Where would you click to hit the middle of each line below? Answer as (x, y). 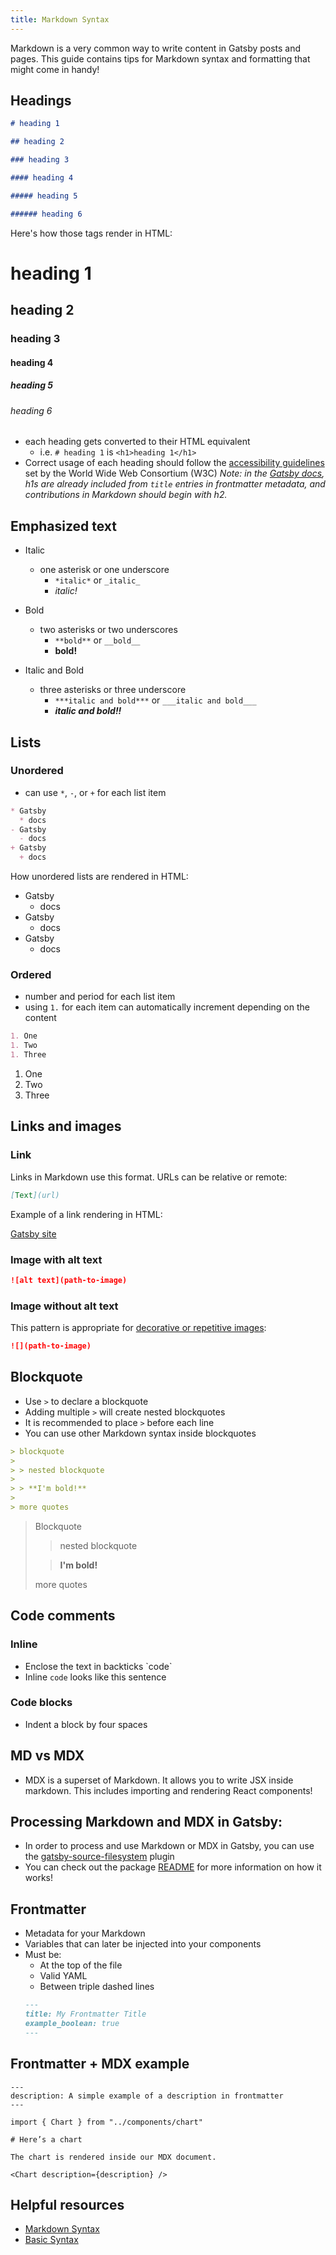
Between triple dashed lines (97, 1987)
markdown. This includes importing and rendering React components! (168, 1790)
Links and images (66, 1126)
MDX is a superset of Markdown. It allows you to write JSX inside (159, 1780)
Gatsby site (33, 1233)
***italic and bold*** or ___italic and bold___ (155, 700)
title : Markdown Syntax (60, 19)
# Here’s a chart (46, 2139)
